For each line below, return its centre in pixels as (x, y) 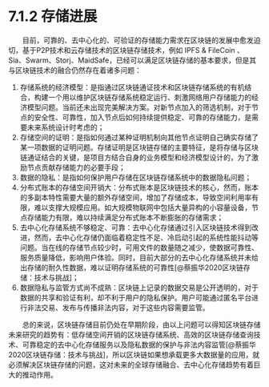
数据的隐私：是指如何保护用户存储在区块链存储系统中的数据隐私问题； (136, 177)
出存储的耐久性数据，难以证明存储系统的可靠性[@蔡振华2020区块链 (132, 267)
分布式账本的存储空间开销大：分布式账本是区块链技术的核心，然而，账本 (139, 187)
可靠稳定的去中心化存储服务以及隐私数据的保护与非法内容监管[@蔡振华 (139, 345)
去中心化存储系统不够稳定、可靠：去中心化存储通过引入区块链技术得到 (136, 227)
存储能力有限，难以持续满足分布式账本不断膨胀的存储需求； (125, 217)
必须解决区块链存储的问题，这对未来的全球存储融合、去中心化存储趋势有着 (131, 365)
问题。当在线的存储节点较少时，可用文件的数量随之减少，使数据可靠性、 (139, 247)
